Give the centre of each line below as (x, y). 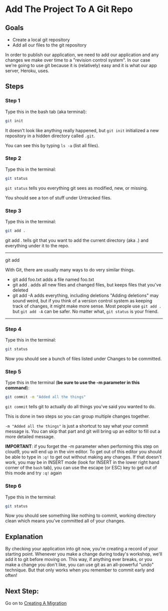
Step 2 (13, 158)
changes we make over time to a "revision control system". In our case (78, 60)
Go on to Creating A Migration (36, 603)
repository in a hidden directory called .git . (50, 136)
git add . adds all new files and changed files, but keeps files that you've (87, 284)
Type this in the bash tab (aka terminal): (46, 112)
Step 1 (13, 101)
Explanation (24, 537)
